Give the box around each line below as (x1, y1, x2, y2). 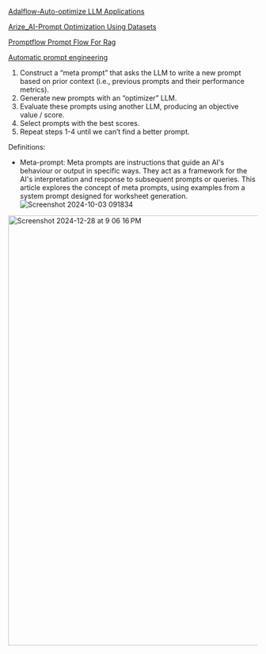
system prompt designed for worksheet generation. (19, 192, 188, 200)
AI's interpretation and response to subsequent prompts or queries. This (19, 174, 256, 184)
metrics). (19, 85, 50, 94)
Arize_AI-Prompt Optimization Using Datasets (8, 22, 157, 31)
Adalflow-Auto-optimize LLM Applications (8, 7, 145, 16)
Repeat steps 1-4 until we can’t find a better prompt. (19, 127, 190, 136)
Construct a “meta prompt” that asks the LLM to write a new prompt (19, 68, 241, 78)
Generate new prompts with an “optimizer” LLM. (19, 93, 177, 102)
